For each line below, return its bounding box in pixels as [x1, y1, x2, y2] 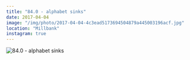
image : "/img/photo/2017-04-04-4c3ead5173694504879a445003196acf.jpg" [6, 20, 185, 26]
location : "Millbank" [6, 25, 60, 31]
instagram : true [6, 31, 46, 37]
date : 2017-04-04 [6, 14, 49, 20]
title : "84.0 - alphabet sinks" [6, 8, 86, 15]
